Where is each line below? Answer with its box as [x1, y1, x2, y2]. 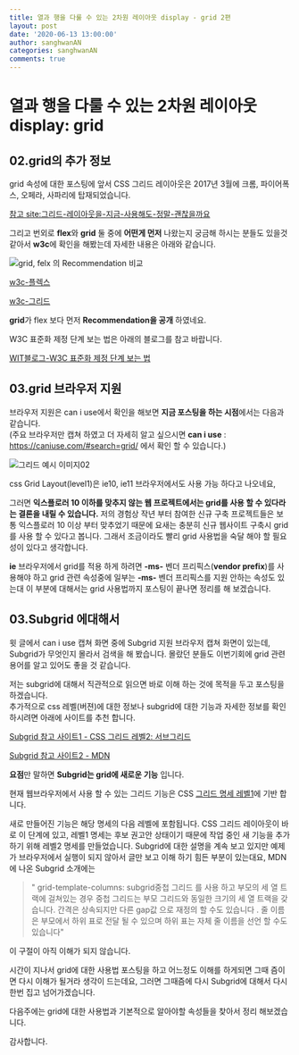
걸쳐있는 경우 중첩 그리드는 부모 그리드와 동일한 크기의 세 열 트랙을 [47, 892, 279, 903]
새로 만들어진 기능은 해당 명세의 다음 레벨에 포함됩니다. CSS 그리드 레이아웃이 [9, 818, 279, 829]
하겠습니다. [9, 690, 48, 700]
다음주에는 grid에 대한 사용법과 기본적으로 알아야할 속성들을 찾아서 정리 [9, 1006, 257, 1017]
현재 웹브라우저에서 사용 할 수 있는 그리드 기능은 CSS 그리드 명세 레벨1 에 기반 [9, 788, 278, 799]
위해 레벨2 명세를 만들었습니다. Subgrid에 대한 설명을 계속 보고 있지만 [25, 841, 270, 851]
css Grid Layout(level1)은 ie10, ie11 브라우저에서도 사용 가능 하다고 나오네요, [9, 478, 277, 489]
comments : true [9, 54, 66, 63]
